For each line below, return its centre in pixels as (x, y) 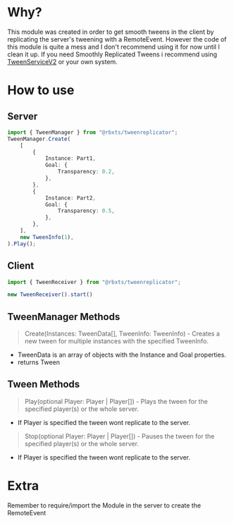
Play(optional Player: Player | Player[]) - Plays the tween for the (116, 401)
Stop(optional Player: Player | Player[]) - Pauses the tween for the (119, 436)
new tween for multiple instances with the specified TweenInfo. (117, 341)
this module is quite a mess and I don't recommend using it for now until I (113, 47)
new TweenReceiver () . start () (50, 295)
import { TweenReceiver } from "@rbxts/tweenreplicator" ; (94, 282)
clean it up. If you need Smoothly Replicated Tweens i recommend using (112, 54)
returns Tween (38, 362)
